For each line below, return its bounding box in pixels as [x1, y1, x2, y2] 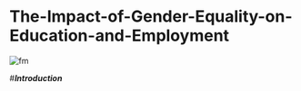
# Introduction [9, 72, 63, 83]
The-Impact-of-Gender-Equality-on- [9, 6, 293, 27]
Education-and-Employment [9, 25, 230, 46]
